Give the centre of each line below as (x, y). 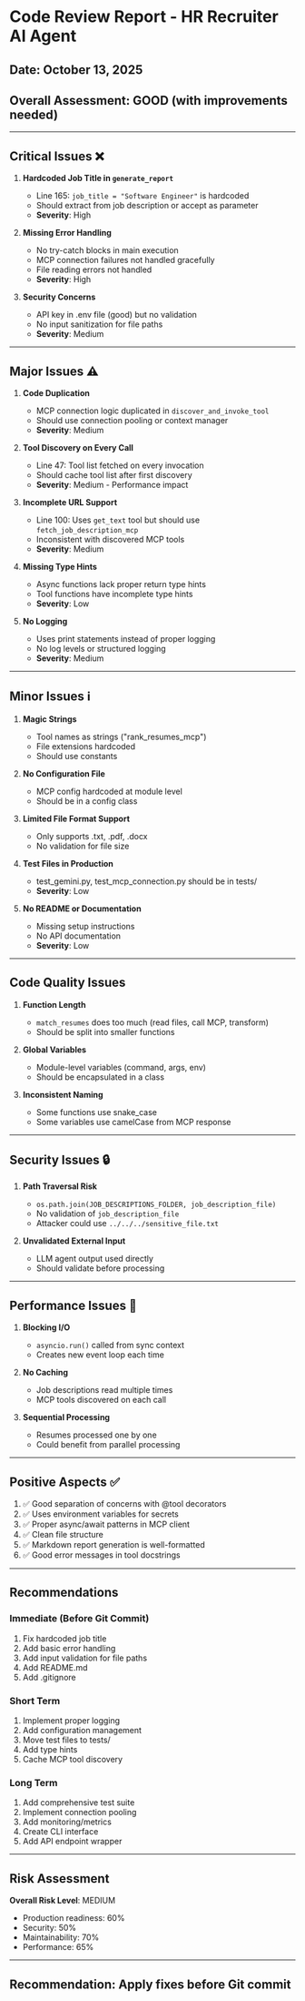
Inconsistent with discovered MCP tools (110, 540)
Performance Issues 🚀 (74, 1305)
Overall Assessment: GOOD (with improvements (149, 101)
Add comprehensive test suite (79, 1803)
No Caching (45, 1373)
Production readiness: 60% (74, 1918)
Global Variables (54, 1050)
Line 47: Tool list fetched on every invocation (120, 465)
